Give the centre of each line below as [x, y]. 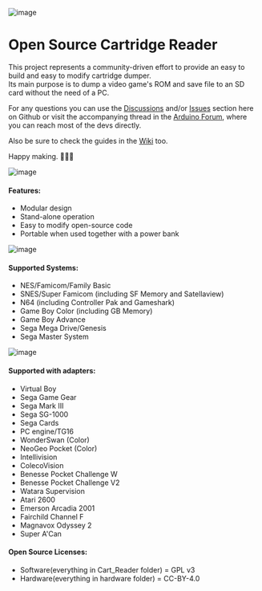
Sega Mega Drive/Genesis [63, 328]
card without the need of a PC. [59, 92]
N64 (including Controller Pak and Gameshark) [97, 303]
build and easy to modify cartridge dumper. [80, 75]
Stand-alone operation [57, 217]
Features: [25, 190]
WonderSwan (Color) [54, 440]
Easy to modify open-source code [76, 226]
